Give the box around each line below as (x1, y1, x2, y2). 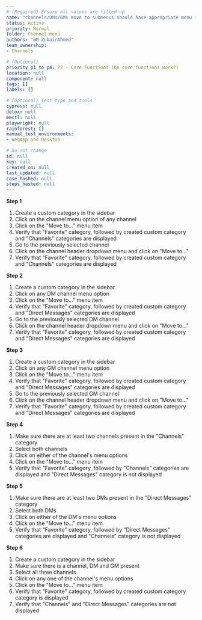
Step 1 (6, 198, 22, 205)
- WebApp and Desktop (6, 137, 61, 143)
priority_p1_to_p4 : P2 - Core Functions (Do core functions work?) (6, 64, 179, 70)
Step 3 (6, 346, 23, 354)
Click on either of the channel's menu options (14, 452, 128, 459)
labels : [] (6, 87, 34, 93)
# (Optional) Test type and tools (6, 97, 93, 104)
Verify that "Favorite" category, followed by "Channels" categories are (14, 464, 189, 472)
